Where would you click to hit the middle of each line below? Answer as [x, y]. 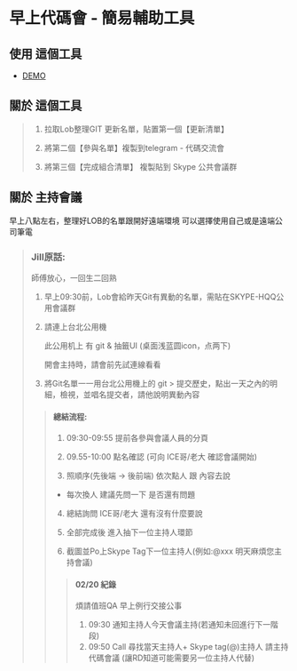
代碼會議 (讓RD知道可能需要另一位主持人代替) [172, 658]
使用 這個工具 [46, 54]
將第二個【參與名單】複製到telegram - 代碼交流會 [134, 148]
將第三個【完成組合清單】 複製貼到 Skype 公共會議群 [141, 166]
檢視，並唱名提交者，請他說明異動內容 [130, 394]
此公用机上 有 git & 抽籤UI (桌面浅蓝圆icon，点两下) [137, 345]
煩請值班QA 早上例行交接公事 [129, 606]
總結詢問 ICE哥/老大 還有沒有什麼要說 [134, 514]
